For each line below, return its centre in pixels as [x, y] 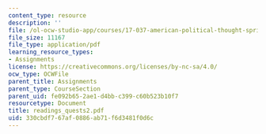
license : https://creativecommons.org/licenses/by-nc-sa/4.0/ [113, 67]
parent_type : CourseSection [55, 89]
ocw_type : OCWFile [38, 74]
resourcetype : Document [47, 103]
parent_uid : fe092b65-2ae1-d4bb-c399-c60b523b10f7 [93, 96]
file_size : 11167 [37, 37]
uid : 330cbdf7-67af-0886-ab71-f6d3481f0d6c [81, 118]
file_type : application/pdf [55, 45]
